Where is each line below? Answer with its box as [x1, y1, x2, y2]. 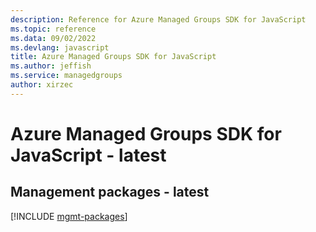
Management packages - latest [10, 184, 210, 201]
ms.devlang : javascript [10, 42, 110, 53]
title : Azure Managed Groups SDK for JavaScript [10, 52, 217, 62]
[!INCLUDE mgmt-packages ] [10, 210, 128, 222]
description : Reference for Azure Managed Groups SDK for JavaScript [10, 14, 307, 25]
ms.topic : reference [10, 24, 97, 34]
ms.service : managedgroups [10, 71, 123, 81]
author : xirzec [10, 80, 74, 90]
